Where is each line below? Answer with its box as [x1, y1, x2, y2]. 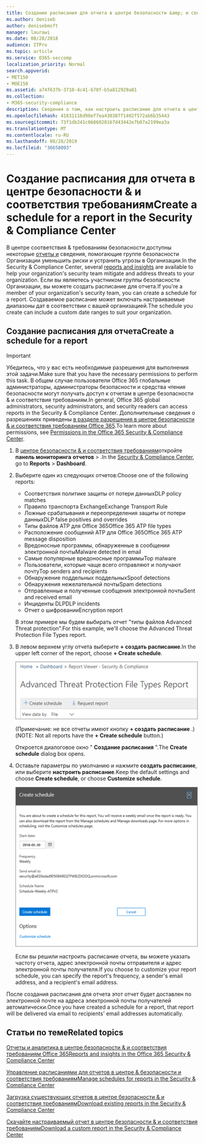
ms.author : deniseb [6, 16, 56, 23]
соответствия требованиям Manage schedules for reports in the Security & [6, 1075, 196, 1082]
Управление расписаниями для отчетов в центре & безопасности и [6, 1068, 182, 1076]
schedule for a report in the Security [6, 211, 193, 225]
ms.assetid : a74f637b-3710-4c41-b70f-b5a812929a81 [6, 87, 137, 93]
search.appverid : [6, 68, 50, 74]
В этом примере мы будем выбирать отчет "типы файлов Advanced [15, 618, 192, 625]
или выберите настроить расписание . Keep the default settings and [15, 768, 190, 775]
